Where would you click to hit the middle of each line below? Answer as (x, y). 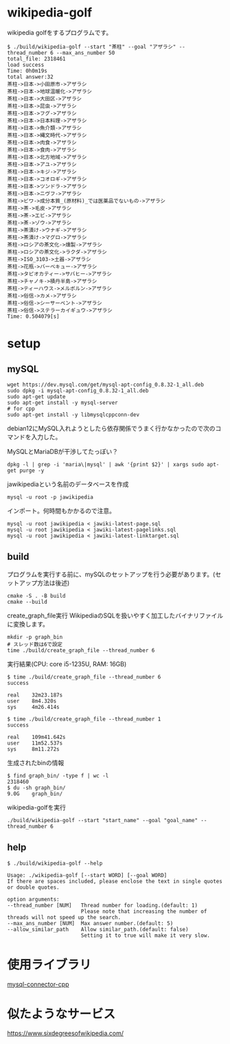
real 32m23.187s (35, 695)
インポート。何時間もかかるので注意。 (61, 510)
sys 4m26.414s (33, 707)
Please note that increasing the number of (144, 911)
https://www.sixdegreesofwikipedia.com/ (66, 1033)
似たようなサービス (61, 1014)
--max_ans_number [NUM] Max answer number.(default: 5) (90, 923)
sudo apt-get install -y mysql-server (62, 402)
